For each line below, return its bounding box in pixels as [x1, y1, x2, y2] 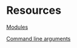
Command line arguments [6, 35, 71, 42]
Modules [6, 23, 28, 31]
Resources [6, 4, 62, 17]
